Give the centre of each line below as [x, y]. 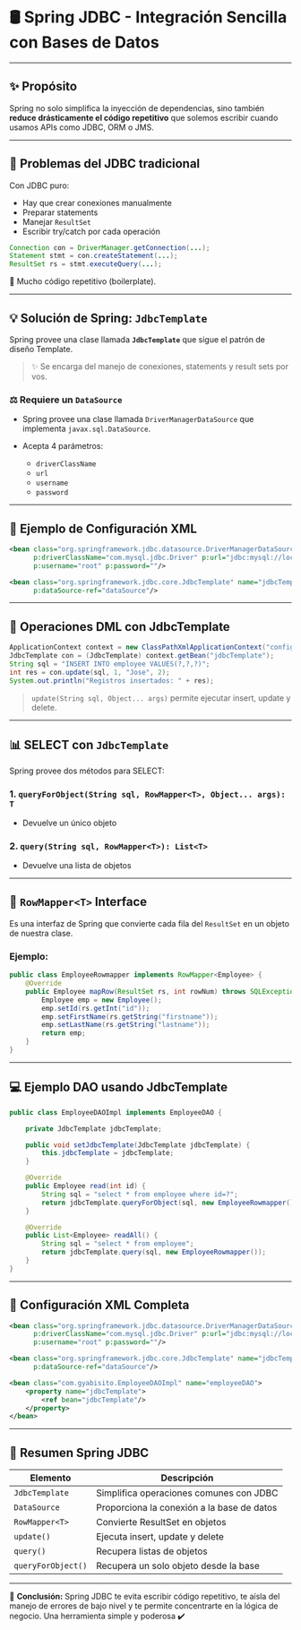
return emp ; [64, 1033]
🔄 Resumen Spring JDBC [79, 1453]
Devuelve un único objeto [69, 823]
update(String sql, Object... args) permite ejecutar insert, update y [161, 698]
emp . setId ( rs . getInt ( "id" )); [96, 1008]
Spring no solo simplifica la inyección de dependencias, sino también [137, 108]
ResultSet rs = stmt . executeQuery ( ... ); [86, 264]
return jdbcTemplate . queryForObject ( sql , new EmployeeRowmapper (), [170, 1203]
